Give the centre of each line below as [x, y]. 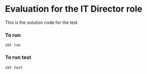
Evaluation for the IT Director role [74, 9]
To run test [18, 57]
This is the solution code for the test [41, 22]
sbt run [13, 45]
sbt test [14, 67]
